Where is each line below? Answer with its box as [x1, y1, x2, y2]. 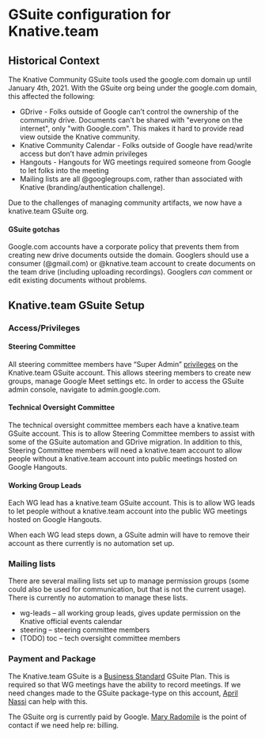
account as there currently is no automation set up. [8, 539, 175, 548]
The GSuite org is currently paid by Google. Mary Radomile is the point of [8, 712, 247, 721]
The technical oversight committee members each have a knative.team [8, 420, 240, 430]
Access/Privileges [8, 322, 81, 333]
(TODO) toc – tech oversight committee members [19, 634, 180, 643]
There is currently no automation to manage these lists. [8, 593, 188, 603]
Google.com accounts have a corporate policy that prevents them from [8, 242, 240, 252]
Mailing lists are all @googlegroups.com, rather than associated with [19, 174, 244, 184]
